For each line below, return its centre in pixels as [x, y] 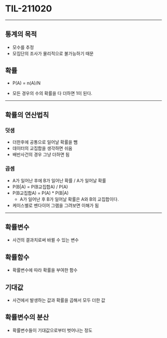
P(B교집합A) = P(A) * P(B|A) [40, 193]
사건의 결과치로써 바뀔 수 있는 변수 [45, 240]
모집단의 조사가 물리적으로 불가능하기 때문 [53, 53]
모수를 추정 [23, 47]
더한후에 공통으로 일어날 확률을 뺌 [45, 142]
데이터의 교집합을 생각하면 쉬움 [42, 148]
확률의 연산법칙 [27, 115]
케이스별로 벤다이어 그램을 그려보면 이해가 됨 [56, 205]
